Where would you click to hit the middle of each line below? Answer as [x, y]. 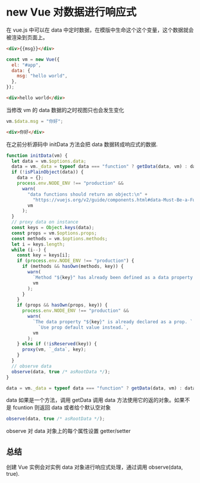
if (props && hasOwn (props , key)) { [62, 305]
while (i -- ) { [29, 250]
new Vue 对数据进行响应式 [71, 12]
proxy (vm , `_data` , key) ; [54, 349]
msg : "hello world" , [42, 76]
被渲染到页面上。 [27, 37]
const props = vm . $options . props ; [54, 233]
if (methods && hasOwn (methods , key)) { [73, 267]
